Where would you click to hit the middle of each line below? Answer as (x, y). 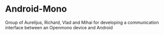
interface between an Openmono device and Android (59, 27)
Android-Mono (36, 9)
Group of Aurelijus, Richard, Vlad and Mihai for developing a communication (82, 22)
